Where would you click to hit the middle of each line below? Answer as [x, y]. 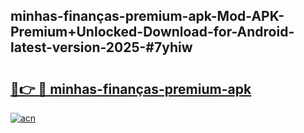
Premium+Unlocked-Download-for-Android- [152, 32]
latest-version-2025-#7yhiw [101, 47]
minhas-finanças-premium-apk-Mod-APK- [147, 16]
